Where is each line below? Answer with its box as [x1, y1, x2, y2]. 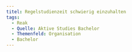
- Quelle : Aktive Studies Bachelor [11, 25, 100, 32]
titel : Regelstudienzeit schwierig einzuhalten [6, 8, 127, 15]
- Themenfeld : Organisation [11, 31, 81, 37]
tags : [6, 14, 20, 20]
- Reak [11, 20, 28, 26]
